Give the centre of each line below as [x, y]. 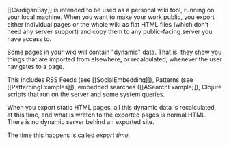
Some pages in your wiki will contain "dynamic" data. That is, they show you [114, 52]
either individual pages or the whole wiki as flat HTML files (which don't [108, 24]
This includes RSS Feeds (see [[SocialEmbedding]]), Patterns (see [100, 80]
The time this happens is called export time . [69, 135]
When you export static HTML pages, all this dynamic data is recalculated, [112, 107]
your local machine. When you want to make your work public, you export [111, 17]
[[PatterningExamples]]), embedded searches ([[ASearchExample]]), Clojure [114, 87]
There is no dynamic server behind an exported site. [81, 122]
